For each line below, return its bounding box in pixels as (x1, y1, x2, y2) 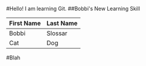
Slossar (46, 29, 68, 37)
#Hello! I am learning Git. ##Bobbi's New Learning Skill (6, 5, 141, 12)
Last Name (46, 19, 78, 27)
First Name (9, 19, 41, 27)
